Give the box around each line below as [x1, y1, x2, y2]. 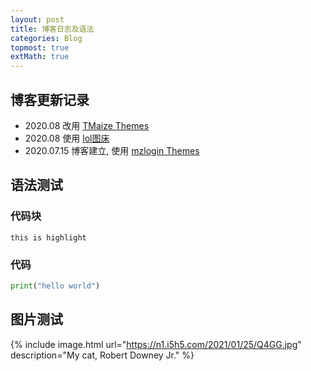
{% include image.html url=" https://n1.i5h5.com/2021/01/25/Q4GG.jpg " [10, 338, 302, 350]
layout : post [10, 14, 65, 25]
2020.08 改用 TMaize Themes [24, 119, 150, 131]
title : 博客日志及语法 [10, 24, 95, 34]
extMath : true [10, 52, 70, 62]
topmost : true [10, 42, 70, 53]
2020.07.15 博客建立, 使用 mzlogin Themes [24, 144, 200, 156]
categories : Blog [10, 33, 83, 43]
